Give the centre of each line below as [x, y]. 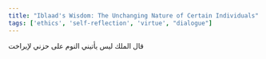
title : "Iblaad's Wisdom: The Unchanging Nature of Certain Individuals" [134, 16]
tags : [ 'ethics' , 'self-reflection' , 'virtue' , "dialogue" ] [111, 23]
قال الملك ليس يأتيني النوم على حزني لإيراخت [76, 45]
